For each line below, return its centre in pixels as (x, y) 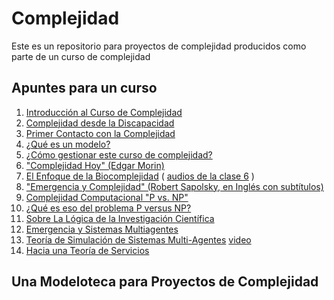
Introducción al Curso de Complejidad (104, 112)
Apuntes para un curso (84, 88)
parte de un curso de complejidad (81, 56)
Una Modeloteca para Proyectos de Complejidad (165, 282)
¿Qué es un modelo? (68, 144)
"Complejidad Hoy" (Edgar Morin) (95, 165)
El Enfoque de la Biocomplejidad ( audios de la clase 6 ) (140, 176)
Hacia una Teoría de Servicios (87, 250)
